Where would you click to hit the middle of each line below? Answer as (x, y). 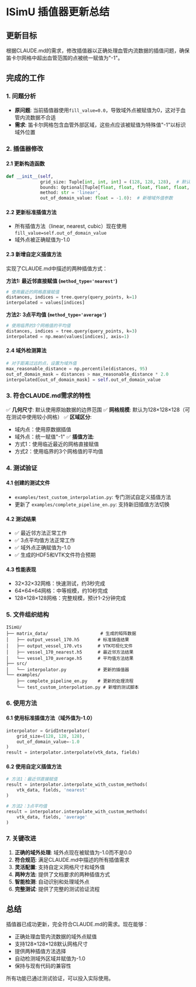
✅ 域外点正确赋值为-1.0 (43, 548)
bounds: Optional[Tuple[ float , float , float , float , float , (115, 187)
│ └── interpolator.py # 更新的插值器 (68, 670)
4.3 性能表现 (21, 569)
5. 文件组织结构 (27, 615)
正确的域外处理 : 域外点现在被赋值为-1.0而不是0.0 (73, 852)
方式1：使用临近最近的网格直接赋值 (57, 444)
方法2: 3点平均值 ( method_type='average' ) (56, 315)
